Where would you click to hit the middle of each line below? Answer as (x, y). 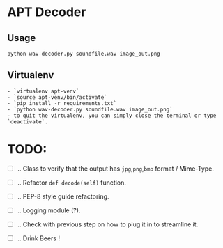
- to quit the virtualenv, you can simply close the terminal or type (112, 116)
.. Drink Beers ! (39, 238)
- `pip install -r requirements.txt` (62, 103)
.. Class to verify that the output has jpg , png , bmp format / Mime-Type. (116, 169)
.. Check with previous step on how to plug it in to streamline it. (108, 224)
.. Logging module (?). (49, 210)
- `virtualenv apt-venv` (43, 91)
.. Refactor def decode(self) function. (72, 183)
